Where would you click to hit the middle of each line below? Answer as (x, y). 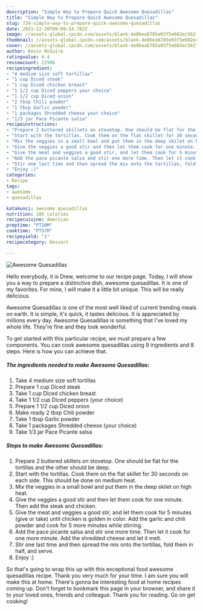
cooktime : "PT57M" (29, 231)
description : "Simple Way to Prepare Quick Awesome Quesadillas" (90, 12)
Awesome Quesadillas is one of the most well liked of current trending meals (101, 307)
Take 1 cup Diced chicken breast (55, 393)
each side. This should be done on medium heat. (76, 480)
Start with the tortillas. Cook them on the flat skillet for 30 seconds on (101, 474)
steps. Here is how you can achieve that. (57, 351)
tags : (13, 186)
